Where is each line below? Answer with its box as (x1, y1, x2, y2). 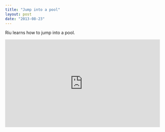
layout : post (5, 12, 32, 17)
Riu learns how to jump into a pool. (5, 30, 75, 36)
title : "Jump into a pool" (5, 7, 60, 12)
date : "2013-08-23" (5, 16, 45, 21)
